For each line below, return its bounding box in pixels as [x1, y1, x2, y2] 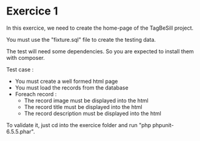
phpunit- [152, 121, 174, 128]
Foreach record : [15, 90, 57, 97]
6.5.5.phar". [6, 128, 35, 135]
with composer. [6, 54, 45, 61]
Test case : [6, 65, 34, 73]
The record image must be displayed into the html [24, 97, 148, 104]
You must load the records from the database [15, 84, 128, 91]
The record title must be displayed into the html [24, 103, 142, 110]
